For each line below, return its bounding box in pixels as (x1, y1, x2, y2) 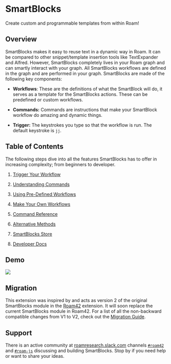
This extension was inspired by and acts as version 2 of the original (5, 297, 147, 304)
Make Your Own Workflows (12, 201, 71, 207)
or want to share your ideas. (5, 353, 65, 359)
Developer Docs (12, 240, 47, 247)
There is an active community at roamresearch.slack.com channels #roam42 (5, 342, 164, 348)
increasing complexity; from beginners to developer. (5, 161, 116, 167)
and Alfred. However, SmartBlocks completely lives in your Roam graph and (5, 59, 165, 66)
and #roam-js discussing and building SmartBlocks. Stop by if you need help (5, 348, 166, 354)
